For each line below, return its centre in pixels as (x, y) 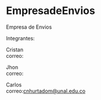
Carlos (14, 85)
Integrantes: (20, 38)
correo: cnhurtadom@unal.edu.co (46, 91)
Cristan (15, 49)
